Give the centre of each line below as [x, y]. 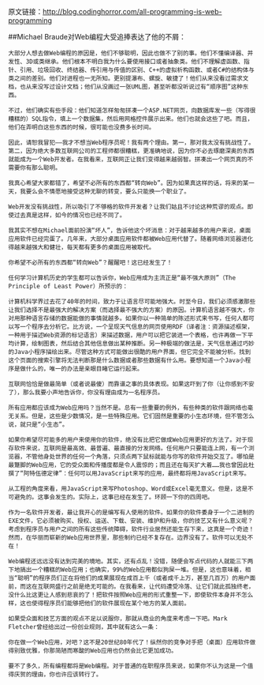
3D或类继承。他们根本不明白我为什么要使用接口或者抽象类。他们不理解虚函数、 [135, 62]
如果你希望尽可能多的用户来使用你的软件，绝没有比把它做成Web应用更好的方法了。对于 [128, 440]
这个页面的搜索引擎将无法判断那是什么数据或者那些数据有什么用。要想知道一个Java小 [127, 360]
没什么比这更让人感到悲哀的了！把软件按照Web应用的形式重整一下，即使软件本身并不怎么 [131, 595]
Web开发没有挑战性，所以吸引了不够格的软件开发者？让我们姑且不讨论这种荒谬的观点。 [128, 207]
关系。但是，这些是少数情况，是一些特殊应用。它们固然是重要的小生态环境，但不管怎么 [134, 416]
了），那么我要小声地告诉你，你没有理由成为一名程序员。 [86, 393]
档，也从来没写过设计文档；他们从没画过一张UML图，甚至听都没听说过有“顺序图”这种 [125, 87]
